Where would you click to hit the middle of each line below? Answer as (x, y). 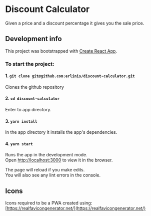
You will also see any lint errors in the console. (53, 175)
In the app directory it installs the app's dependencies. (61, 132)
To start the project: (30, 64)
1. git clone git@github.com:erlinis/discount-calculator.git (70, 76)
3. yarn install (21, 121)
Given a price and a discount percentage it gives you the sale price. (75, 23)
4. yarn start (19, 143)
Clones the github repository (34, 87)
